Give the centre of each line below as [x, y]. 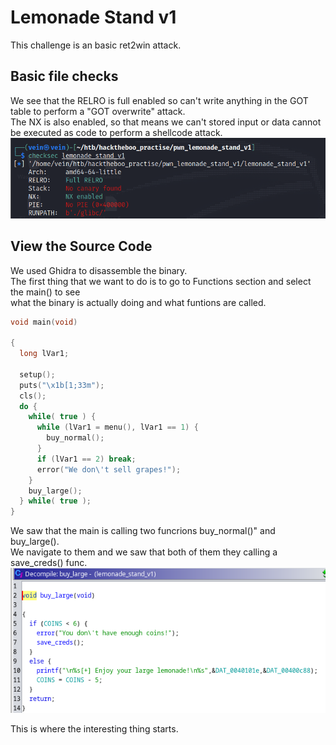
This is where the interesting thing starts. [94, 729]
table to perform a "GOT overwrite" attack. [98, 111]
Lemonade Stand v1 [93, 17]
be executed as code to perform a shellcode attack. [116, 132]
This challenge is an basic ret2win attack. [96, 45]
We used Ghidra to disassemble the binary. [99, 270]
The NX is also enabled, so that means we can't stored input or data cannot [166, 122]
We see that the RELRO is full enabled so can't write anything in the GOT [159, 100]
